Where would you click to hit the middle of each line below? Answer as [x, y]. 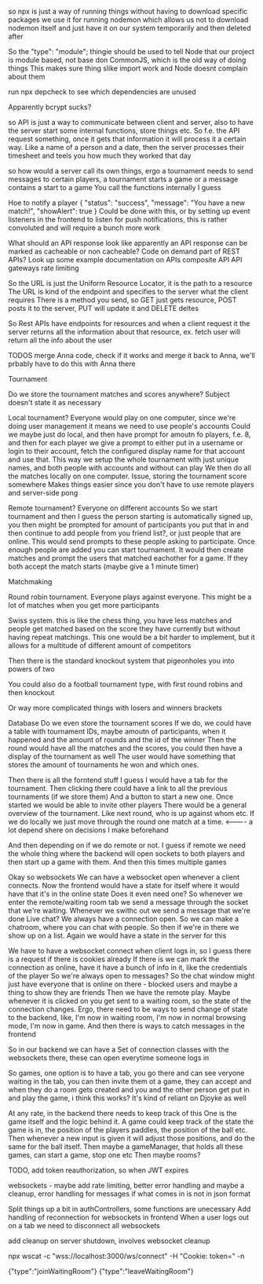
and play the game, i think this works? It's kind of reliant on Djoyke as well [128, 1098]
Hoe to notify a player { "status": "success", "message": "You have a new [127, 203]
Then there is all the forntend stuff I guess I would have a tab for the [118, 780]
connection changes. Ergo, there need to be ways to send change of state [128, 1009]
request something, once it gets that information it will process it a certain [127, 139]
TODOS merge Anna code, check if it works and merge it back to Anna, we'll [131, 355]
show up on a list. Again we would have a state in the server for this [117, 935]
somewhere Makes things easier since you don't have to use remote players [131, 485]
